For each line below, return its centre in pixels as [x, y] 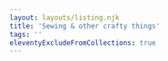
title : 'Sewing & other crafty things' [85, 26]
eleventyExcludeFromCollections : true [83, 43]
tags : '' [26, 34]
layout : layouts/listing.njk [64, 17]
